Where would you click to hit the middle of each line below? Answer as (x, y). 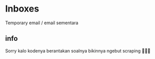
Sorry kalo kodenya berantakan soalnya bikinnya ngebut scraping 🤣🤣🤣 (78, 50)
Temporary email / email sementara (42, 23)
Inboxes (22, 9)
